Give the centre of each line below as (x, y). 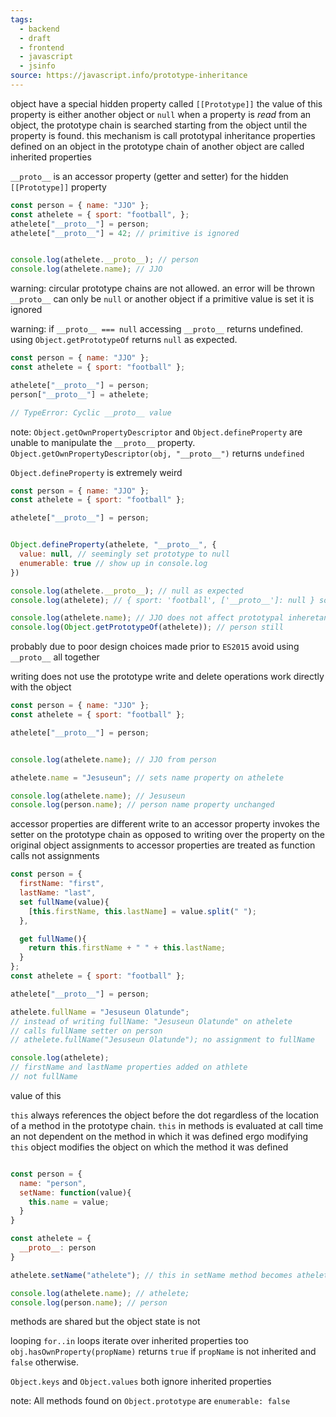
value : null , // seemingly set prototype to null (124, 554)
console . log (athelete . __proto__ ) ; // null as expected (127, 591)
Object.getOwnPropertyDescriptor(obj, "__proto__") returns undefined (157, 453)
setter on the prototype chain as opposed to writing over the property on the (168, 835)
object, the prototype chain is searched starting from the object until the (159, 125)
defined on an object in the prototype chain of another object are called (157, 146)
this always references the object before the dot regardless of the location (165, 1115)
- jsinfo (37, 66)
